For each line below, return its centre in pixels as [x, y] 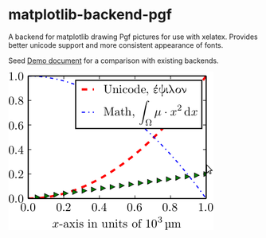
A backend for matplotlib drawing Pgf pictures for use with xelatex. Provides [133, 37]
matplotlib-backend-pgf [90, 15]
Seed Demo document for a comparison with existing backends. [113, 60]
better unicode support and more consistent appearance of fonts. [116, 45]
